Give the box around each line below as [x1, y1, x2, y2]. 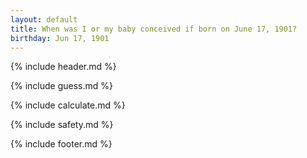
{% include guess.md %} [10, 80, 113, 92]
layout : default [10, 14, 78, 25]
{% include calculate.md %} [10, 99, 126, 111]
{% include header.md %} [10, 61, 117, 73]
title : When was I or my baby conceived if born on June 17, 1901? [10, 24, 298, 34]
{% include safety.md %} [10, 119, 114, 131]
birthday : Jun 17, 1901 [10, 33, 110, 43]
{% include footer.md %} [10, 138, 113, 150]
